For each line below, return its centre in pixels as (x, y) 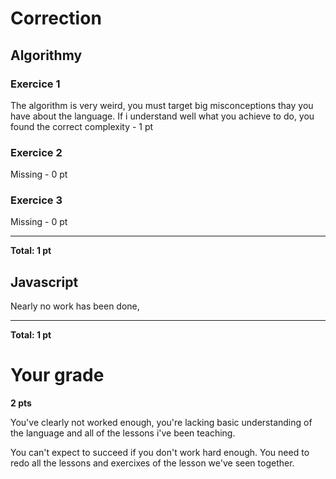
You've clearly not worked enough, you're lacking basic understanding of (161, 423)
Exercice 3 (36, 200)
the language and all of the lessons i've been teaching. (123, 433)
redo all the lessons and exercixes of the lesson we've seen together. (152, 463)
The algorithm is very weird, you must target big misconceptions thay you (162, 105)
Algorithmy (46, 55)
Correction (56, 18)
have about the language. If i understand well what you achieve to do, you (162, 116)
